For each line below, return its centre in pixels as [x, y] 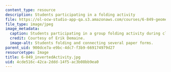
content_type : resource [31, 10]
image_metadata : [22, 29]
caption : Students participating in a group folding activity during [85, 33]
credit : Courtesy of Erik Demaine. [48, 39]
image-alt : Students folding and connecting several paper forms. [82, 43]
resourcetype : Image [27, 52]
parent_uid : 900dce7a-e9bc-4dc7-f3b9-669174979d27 [60, 48]
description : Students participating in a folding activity [70, 15]
